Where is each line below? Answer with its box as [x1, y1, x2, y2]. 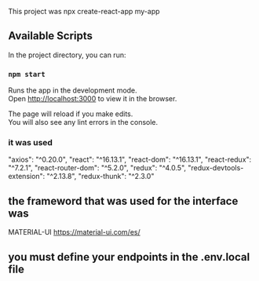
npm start [8, 70, 46, 78]
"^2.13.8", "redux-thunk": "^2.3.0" [46, 172, 155, 181]
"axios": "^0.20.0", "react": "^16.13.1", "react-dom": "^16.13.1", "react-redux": [8, 155, 252, 164]
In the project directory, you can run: [8, 50, 126, 60]
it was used [8, 137, 53, 148]
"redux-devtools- [188, 163, 244, 173]
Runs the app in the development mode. [8, 86, 137, 95]
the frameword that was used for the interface [8, 194, 239, 207]
